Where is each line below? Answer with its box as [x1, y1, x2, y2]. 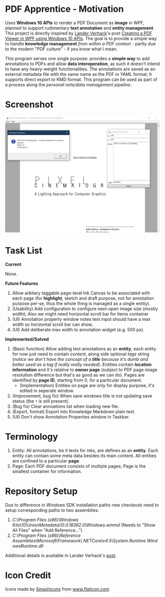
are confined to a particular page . [12, 457, 81, 464]
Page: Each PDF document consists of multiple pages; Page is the [12, 463, 146, 469]
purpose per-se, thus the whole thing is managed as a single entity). [12, 300, 151, 306]
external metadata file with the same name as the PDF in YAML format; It [5, 71, 152, 77]
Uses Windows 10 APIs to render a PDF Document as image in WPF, [5, 20, 144, 26]
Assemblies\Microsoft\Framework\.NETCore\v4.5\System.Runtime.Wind [12, 537, 158, 543]
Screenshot [5, 99, 54, 110]
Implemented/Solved [5, 336, 49, 342]
